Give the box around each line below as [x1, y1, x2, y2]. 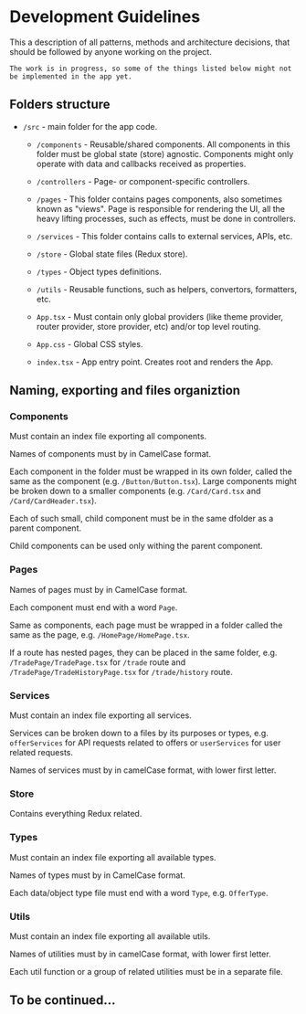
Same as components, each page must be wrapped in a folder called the [9, 619, 283, 630]
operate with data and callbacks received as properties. [36, 158, 247, 169]
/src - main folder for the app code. [22, 121, 158, 132]
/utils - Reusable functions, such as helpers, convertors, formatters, [36, 283, 298, 294]
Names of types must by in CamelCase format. [9, 870, 185, 881]
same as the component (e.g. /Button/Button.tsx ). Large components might [9, 476, 297, 487]
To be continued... [9, 993, 116, 1009]
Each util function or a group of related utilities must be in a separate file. [9, 966, 283, 977]
